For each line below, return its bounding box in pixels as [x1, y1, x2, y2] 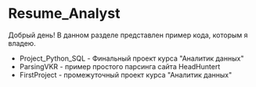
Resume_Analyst [8, 5, 121, 23]
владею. [8, 38, 37, 47]
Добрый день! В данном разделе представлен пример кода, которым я [8, 30, 248, 40]
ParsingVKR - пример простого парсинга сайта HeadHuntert [19, 61, 221, 71]
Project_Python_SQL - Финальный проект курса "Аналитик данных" [19, 54, 244, 63]
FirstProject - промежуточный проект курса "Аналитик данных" [19, 70, 233, 79]
